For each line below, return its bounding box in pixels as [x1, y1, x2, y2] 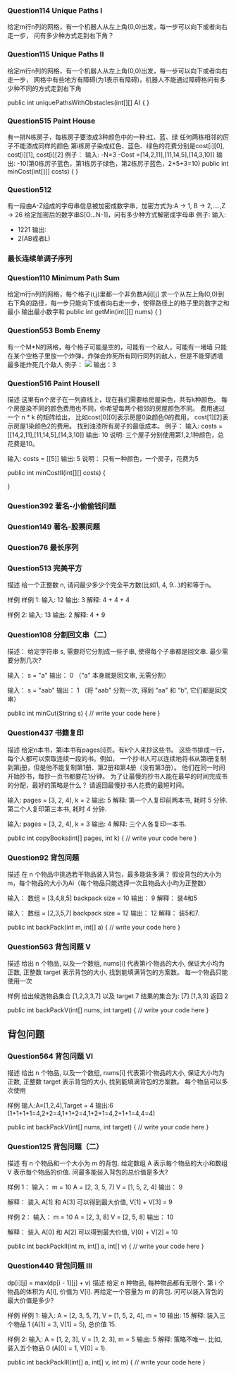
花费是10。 [7, 440, 39, 448]
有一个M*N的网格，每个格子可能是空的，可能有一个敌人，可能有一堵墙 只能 [7, 342, 228, 351]
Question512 [7, 184, 51, 194]
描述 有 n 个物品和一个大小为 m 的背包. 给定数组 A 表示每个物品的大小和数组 [7, 1159, 228, 1168]
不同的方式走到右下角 [19, 84, 82, 92]
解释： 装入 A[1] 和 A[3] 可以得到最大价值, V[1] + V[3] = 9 [7, 1198, 173, 1206]
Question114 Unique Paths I [7, 6, 103, 16]
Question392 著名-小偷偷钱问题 [7, 500, 116, 510]
